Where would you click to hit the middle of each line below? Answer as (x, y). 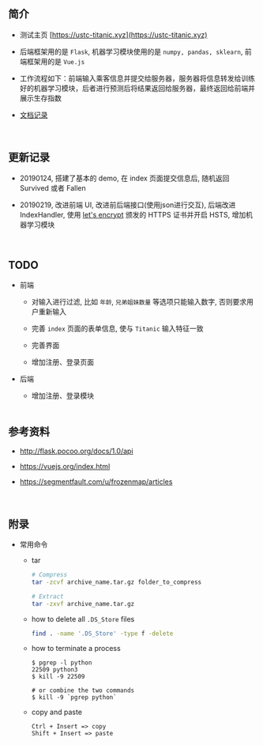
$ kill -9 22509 (58, 677)
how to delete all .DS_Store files (83, 618)
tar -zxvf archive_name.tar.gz (83, 603)
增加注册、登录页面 (63, 362)
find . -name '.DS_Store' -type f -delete (102, 633)
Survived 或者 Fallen (53, 187)
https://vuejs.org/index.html (65, 467)
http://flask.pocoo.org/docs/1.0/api (76, 451)
